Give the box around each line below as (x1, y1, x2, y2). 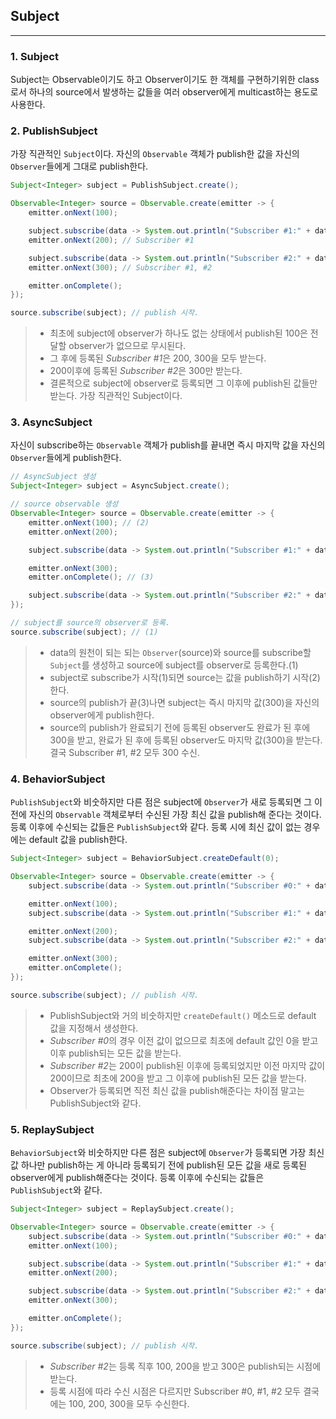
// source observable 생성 (10, 499, 119, 509)
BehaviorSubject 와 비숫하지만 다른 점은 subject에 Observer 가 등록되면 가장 (10, 1147, 307, 1159)
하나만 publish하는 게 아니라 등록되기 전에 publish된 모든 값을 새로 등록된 (20, 1159, 307, 1171)
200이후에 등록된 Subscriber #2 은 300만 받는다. (49, 365, 243, 377)
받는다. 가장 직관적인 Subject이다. (49, 390, 183, 402)
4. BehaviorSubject (10, 772, 106, 786)
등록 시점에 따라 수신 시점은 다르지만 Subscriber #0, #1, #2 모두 (49, 1385, 302, 1397)
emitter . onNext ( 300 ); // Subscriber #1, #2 (28, 262, 213, 273)
